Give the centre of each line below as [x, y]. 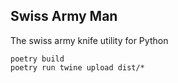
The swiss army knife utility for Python [89, 40]
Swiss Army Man [64, 16]
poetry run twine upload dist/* [77, 67]
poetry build [37, 59]
